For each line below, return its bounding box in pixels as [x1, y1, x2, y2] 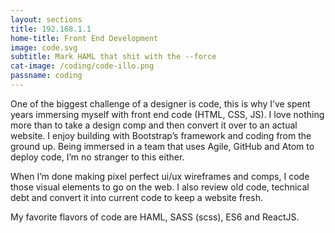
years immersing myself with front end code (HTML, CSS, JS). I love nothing [10, 108, 325, 120]
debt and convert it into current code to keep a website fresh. [10, 191, 263, 203]
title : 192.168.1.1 [10, 24, 92, 34]
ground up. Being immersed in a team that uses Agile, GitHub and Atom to [10, 140, 315, 152]
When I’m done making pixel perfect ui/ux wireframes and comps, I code [10, 170, 310, 182]
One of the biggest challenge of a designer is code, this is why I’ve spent [10, 97, 311, 110]
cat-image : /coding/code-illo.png [10, 61, 155, 71]
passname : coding [10, 71, 83, 81]
